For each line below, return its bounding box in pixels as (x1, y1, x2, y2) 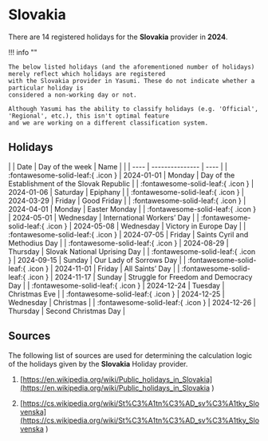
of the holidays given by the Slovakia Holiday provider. (8, 359, 188, 368)
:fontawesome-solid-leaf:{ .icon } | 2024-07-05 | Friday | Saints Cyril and (8, 229, 249, 239)
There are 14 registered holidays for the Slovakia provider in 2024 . (8, 32, 228, 42)
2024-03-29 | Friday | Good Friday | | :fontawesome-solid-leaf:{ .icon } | (8, 196, 246, 205)
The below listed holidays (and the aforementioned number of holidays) (8, 62, 255, 71)
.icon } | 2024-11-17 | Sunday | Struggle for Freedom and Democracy (27, 272, 253, 281)
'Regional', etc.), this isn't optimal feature (8, 112, 170, 120)
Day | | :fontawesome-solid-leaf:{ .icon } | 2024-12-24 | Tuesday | (8, 280, 225, 290)
